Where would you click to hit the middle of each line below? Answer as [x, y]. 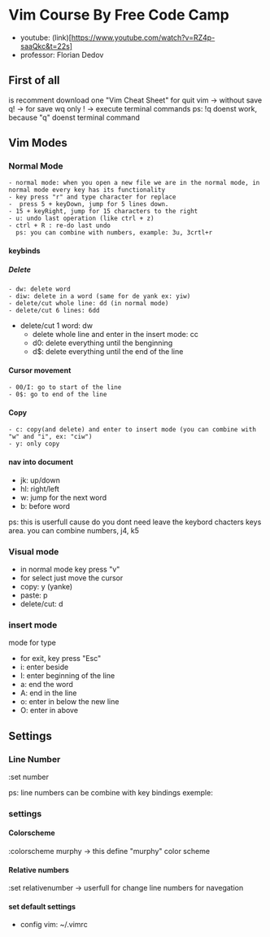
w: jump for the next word [63, 497]
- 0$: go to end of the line [58, 395]
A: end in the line [48, 693]
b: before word [45, 506]
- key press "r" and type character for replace [92, 197]
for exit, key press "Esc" [61, 659]
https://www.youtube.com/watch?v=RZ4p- [143, 37]
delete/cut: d [41, 603]
